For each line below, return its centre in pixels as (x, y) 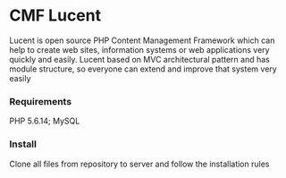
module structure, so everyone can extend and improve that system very (143, 69)
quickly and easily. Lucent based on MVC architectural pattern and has (139, 59)
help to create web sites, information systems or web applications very (139, 49)
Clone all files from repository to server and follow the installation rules (139, 164)
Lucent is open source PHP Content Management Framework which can (142, 40)
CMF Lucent (55, 16)
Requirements (41, 101)
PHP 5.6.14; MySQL (45, 121)
